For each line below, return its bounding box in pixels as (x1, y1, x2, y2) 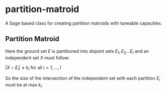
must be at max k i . (5, 82, 43, 89)
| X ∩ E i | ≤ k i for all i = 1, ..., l (5, 64, 61, 71)
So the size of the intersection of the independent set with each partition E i (5, 75, 160, 82)
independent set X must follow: (5, 54, 70, 61)
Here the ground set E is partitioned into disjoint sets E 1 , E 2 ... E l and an (5, 48, 149, 55)
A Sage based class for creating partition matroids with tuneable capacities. (5, 20, 162, 26)
